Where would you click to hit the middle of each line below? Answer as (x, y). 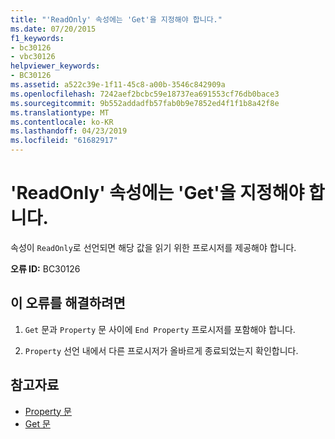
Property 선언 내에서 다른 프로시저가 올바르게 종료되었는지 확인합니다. (161, 350)
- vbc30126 (33, 57)
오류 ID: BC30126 (45, 268)
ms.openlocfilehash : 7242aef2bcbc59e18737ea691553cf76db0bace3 (145, 94)
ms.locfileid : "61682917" (64, 141)
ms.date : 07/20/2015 (53, 29)
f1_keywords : (37, 38)
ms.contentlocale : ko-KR (62, 122)
